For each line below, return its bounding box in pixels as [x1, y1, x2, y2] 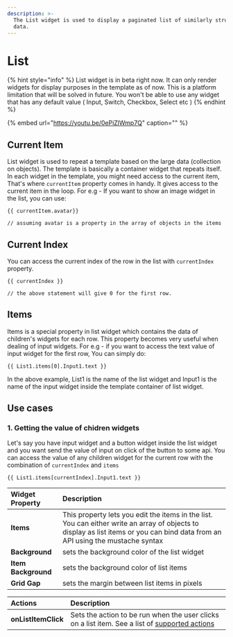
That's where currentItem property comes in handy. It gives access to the [7, 180, 218, 188]
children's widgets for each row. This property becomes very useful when [7, 334, 218, 343]
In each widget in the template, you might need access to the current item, [7, 172, 220, 180]
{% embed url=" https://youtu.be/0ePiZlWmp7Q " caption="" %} [7, 119, 189, 127]
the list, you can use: [7, 194, 67, 203]
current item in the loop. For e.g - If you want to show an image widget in [7, 187, 216, 195]
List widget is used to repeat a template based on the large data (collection [7, 158, 221, 166]
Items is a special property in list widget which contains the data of [7, 327, 199, 335]
